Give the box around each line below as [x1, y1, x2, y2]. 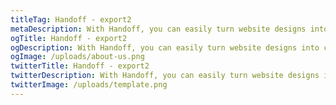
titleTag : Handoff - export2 [10, 14, 132, 25]
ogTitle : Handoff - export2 [10, 33, 128, 43]
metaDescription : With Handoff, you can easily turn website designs [10, 24, 307, 34]
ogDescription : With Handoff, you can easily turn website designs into [10, 42, 320, 53]
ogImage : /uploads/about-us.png [10, 52, 145, 62]
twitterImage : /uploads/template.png [10, 80, 168, 90]
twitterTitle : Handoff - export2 [10, 61, 150, 71]
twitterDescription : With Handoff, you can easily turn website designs [10, 71, 320, 81]
